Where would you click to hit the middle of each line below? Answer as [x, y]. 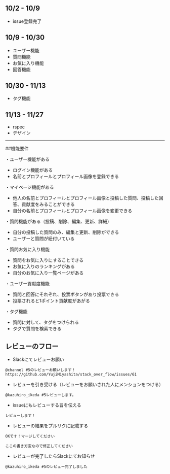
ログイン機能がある [33, 170]
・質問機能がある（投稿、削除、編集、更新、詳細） [58, 222]
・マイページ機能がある [30, 187]
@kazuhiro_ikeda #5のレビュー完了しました [46, 467]
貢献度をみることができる [48, 205]
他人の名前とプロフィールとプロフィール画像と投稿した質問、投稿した [86, 198]
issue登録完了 [27, 21]
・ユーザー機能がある [27, 159]
